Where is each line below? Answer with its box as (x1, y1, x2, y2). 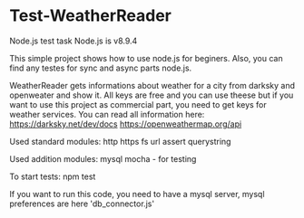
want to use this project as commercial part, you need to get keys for (9, 99, 268, 109)
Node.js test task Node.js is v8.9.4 (9, 35, 138, 46)
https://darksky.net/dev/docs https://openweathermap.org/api (9, 118, 242, 129)
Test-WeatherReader (9, 5, 172, 26)
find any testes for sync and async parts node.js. (9, 62, 192, 73)
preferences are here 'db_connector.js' (9, 198, 155, 209)
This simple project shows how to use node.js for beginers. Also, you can (9, 52, 283, 63)
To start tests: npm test (9, 171, 96, 182)
